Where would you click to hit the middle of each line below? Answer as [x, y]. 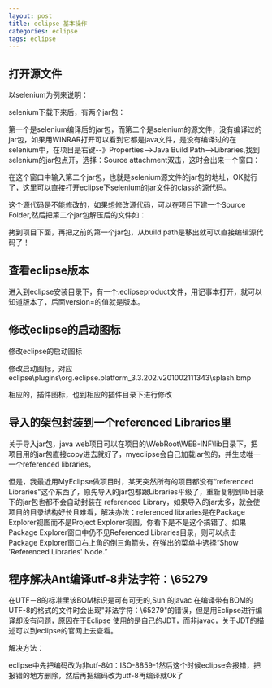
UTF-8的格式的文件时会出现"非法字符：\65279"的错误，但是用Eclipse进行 [132, 611]
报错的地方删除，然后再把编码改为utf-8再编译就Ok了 [96, 676]
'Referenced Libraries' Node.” [58, 551]
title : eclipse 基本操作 [48, 24]
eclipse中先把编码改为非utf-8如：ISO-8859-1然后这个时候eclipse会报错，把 [135, 665]
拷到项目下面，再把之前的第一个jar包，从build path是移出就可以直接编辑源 [133, 232]
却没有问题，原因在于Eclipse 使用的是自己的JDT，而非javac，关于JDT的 [136, 620]
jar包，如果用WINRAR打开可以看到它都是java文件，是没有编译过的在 [123, 140]
